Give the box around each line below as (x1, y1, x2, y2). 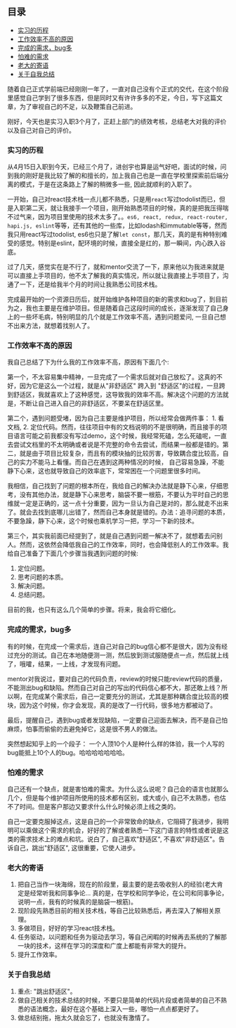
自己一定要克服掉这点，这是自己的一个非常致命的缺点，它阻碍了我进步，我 (7, 817, 223, 826)
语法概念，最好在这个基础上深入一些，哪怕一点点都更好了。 (29, 1004, 202, 1013)
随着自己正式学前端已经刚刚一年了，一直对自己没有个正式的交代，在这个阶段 (7, 84, 229, 93)
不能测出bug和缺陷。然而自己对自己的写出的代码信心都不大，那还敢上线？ (7, 683, 222, 692)
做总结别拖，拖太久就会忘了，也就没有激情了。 (17, 1013, 153, 1022)
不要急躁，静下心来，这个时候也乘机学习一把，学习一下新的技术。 (7, 517, 198, 525)
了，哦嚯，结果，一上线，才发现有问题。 (7, 659, 124, 668)
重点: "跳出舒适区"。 (17, 987, 77, 995)
